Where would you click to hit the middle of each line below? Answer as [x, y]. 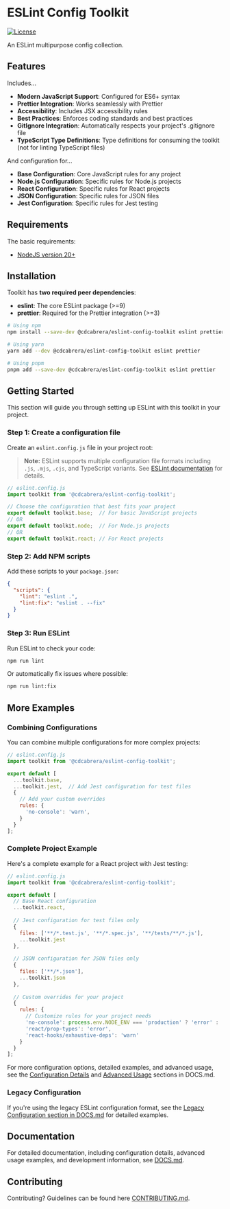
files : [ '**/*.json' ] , [52, 972]
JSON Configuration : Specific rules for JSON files [88, 196]
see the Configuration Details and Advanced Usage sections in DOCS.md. [111, 1075]
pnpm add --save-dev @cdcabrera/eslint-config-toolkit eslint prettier [111, 369]
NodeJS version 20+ [46, 255]
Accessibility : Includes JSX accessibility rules [82, 110]
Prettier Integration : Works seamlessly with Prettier [90, 104]
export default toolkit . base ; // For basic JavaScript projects [102, 513]
